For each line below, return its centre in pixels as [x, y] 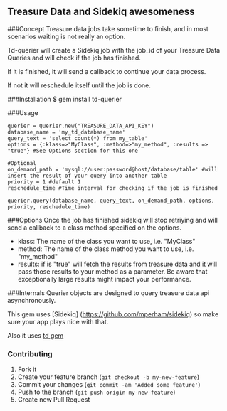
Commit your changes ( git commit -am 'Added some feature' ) [109, 385]
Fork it [27, 370]
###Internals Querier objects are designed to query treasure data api [109, 293]
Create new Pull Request [54, 400]
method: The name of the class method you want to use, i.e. [106, 249]
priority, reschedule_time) [49, 207]
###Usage [23, 112]
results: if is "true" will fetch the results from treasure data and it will [117, 264]
